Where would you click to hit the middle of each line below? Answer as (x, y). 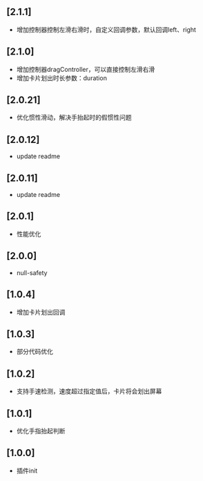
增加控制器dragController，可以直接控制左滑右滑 (86, 69)
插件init (27, 471)
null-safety (32, 272)
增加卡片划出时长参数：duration (62, 78)
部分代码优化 (35, 352)
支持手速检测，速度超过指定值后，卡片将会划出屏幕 (89, 391)
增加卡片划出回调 (41, 312)
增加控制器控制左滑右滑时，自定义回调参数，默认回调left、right (106, 29)
